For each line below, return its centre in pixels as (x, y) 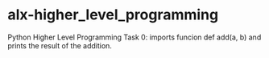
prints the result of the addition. (60, 45)
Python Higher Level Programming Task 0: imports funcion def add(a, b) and (134, 37)
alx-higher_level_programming (113, 15)
